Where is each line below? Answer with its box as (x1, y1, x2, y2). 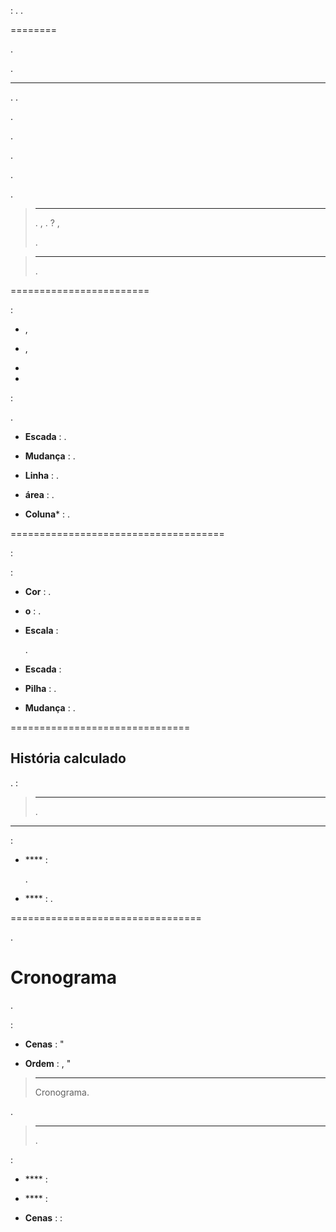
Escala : (24, 625, 59, 636)
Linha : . (24, 470, 60, 481)
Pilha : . (24, 683, 57, 694)
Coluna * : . (24, 508, 71, 520)
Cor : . (24, 586, 52, 597)
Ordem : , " (24, 1057, 72, 1069)
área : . (24, 489, 55, 500)
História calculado (10, 750, 127, 767)
